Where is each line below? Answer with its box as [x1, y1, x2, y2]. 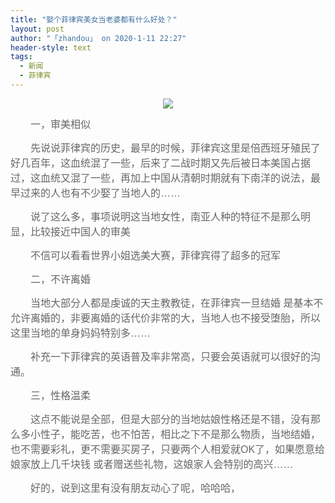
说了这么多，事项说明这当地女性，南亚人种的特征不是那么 [30, 211, 302, 223]
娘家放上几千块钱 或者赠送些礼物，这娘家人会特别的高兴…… [10, 458, 294, 470]
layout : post [10, 24, 65, 34]
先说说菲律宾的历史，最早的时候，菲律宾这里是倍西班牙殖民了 [30, 142, 322, 154]
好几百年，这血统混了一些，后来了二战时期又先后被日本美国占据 [10, 157, 312, 169]
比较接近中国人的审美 [30, 226, 132, 238]
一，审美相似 [30, 118, 92, 130]
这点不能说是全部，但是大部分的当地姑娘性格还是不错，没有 [30, 413, 312, 425]
